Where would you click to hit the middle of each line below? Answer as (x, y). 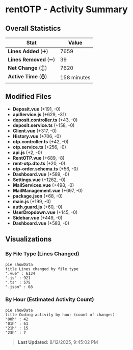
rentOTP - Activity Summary (67, 9)
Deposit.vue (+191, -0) (37, 109)
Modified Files (29, 96)
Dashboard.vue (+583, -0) (41, 223)
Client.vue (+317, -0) (35, 130)
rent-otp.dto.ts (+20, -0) (39, 163)
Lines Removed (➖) (31, 60)
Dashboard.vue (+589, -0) (41, 174)
